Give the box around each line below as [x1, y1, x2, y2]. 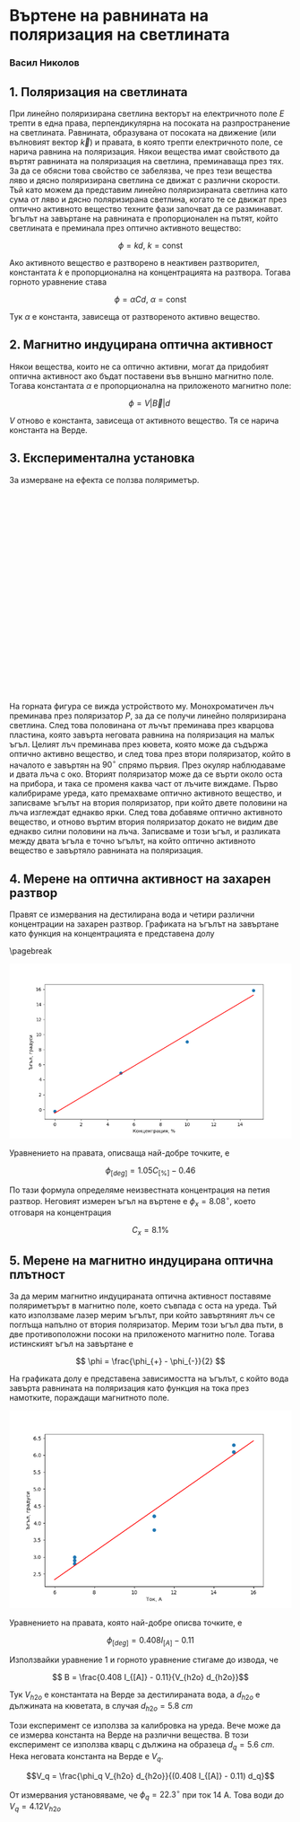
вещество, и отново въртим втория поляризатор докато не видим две [9, 816, 279, 827]
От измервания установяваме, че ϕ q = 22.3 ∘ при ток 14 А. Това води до [9, 1788, 285, 1802]
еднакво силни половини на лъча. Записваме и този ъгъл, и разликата [9, 826, 281, 837]
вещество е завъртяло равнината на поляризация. [9, 845, 203, 856]
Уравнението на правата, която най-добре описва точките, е [9, 1617, 243, 1628]
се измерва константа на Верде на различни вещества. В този [9, 1730, 249, 1740]
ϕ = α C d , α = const [114, 294, 187, 304]
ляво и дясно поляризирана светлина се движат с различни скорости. [9, 174, 280, 185]
